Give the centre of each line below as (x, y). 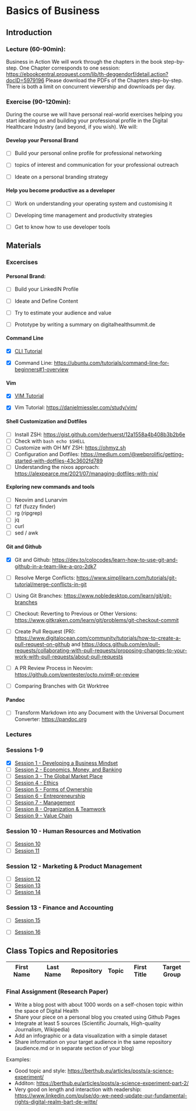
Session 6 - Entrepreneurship (50, 796)
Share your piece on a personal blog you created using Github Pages (97, 1017)
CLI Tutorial (28, 351)
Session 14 (27, 892)
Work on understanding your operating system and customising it (93, 203)
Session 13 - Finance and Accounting (60, 908)
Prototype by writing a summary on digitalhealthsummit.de (85, 324)
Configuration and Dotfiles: (47, 454)
